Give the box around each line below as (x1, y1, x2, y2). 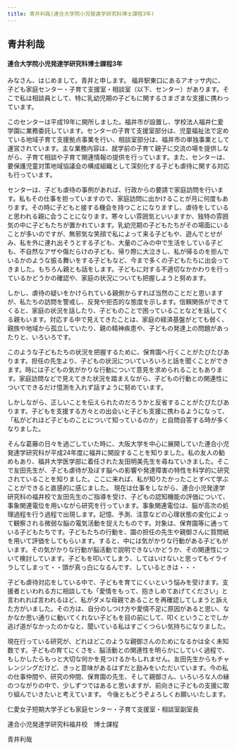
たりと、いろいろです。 (7, 333, 75, 341)
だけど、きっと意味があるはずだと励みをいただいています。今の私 (37, 664, 229, 672)
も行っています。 (7, 171, 56, 179)
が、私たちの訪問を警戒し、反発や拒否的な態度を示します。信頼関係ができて (7, 298, 229, 306)
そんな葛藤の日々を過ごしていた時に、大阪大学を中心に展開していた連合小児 (7, 440, 229, 448)
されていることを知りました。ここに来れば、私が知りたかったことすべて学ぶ (7, 475, 229, 483)
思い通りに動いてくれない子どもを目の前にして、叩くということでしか (25, 613, 229, 622)
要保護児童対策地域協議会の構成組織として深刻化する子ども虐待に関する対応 (7, 162, 230, 170)
